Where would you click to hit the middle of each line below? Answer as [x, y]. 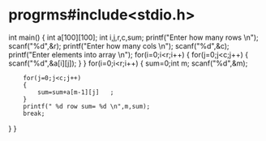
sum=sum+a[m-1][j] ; [76, 92]
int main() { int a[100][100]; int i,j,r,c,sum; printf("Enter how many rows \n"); [134, 37]
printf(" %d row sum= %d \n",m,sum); [87, 106]
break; [34, 113]
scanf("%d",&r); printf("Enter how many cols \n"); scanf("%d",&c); [119, 45]
